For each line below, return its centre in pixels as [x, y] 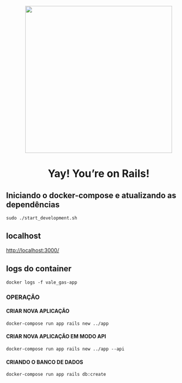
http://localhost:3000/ [33, 250]
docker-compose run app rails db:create [56, 374]
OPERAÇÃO [23, 297]
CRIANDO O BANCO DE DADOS [45, 362]
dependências [33, 204]
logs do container [39, 269]
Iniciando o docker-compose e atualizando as [91, 195]
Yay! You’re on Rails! [99, 174]
